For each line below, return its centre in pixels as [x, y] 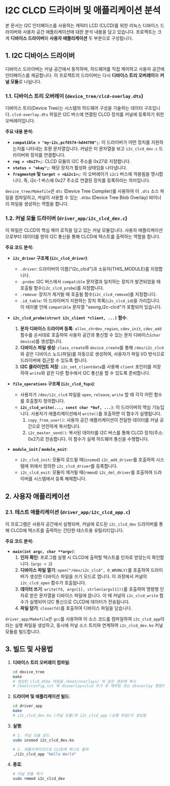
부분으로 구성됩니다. [113, 38]
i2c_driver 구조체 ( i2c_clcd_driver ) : [50, 258]
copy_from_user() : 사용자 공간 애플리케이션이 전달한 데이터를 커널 [93, 420]
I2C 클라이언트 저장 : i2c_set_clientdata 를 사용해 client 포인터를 [86, 367]
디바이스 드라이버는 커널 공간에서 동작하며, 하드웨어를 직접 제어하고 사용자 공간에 [85, 69]
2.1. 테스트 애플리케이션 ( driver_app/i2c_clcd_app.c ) [68, 512]
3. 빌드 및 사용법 [29, 649]
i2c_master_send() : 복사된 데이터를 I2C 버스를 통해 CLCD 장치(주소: [96, 433]
